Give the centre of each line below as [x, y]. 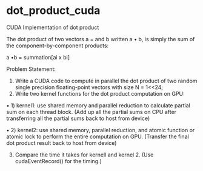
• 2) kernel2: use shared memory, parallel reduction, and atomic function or [101, 130]
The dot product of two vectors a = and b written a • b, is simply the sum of [101, 39]
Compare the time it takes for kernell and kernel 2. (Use [84, 155]
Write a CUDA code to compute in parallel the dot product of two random [106, 81]
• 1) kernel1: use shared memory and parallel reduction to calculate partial [98, 105]
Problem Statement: [31, 69]
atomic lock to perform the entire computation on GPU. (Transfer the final [98, 136]
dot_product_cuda [53, 11]
